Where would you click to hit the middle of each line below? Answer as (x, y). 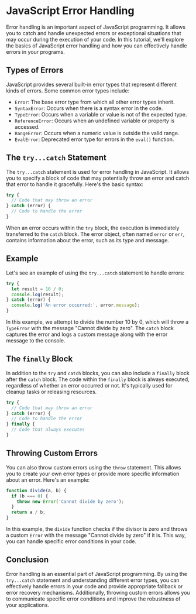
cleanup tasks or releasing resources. (51, 392)
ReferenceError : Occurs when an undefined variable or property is (94, 121)
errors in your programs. (36, 52)
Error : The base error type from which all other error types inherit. (94, 102)
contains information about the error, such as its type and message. (88, 240)
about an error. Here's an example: (48, 480)
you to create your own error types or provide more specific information (93, 474)
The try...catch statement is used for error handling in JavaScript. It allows (98, 171)
